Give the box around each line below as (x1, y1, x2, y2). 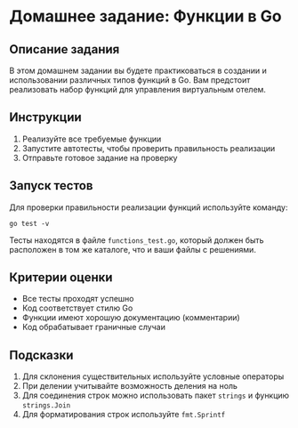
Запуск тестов (9, 178, 93, 193)
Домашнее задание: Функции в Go (9, 6, 282, 27)
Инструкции (9, 109, 82, 125)
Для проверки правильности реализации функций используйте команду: (9, 202, 288, 213)
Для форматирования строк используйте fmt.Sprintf (21, 409, 226, 420)
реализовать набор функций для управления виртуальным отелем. (9, 85, 267, 94)
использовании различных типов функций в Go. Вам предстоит (9, 75, 251, 85)
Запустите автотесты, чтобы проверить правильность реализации (21, 142, 276, 153)
